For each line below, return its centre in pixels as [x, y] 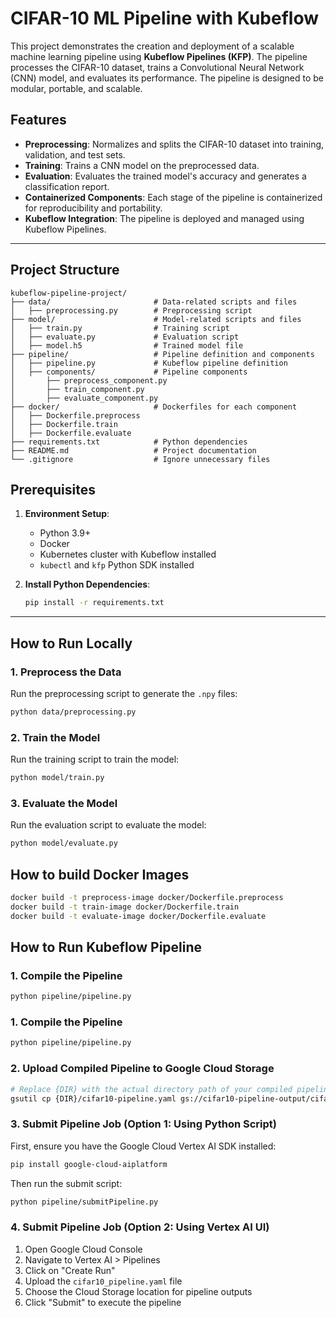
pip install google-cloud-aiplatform [89, 1164]
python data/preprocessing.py [73, 712]
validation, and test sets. [75, 154]
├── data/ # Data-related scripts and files [154, 302]
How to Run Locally [71, 643]
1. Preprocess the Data [66, 672]
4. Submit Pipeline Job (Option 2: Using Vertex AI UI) [140, 1227]
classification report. [67, 186]
